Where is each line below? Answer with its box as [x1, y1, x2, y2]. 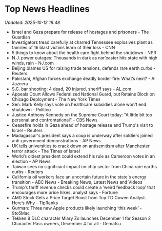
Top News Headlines [4, 3, 90, 15]
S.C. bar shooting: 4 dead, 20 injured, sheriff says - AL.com [11, 86, 132, 92]
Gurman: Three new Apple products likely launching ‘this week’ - [11, 205, 142, 211]
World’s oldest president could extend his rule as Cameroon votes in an [11, 153, 155, 159]
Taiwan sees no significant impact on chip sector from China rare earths [11, 163, 157, 169]
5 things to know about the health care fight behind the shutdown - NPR [11, 50, 157, 56]
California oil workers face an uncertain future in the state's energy [11, 174, 147, 180]
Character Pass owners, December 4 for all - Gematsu [11, 220, 121, 226]
